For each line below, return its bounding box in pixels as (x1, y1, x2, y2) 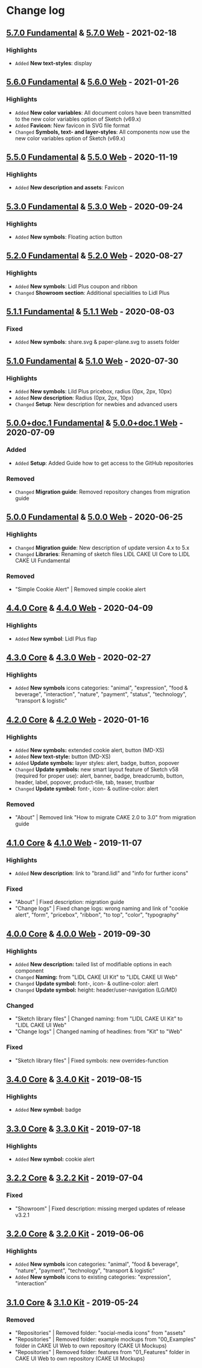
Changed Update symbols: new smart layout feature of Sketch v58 (14, 766, 179, 773)
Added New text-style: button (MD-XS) (14, 753, 111, 760)
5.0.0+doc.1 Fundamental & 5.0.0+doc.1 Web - (6, 418, 183, 428)
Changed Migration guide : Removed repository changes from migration (14, 488, 191, 495)
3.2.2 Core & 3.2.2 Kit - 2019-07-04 (6, 1173, 144, 1183)
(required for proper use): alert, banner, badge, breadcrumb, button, (14, 772, 185, 779)
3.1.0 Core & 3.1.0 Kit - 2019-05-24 (6, 1297, 139, 1308)
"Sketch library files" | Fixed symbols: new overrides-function (14, 1057, 169, 1064)
